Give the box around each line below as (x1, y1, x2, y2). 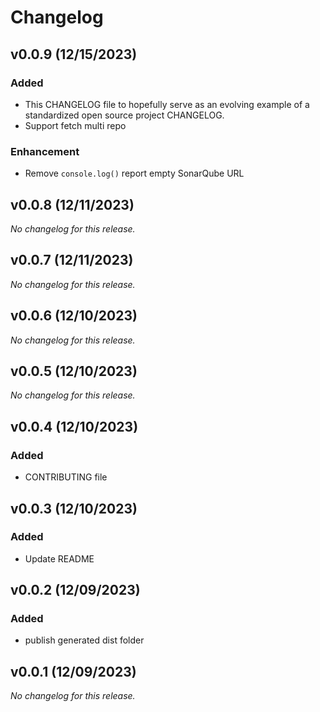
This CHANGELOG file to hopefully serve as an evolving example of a (24, 98, 310, 110)
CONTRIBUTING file (24, 471, 108, 483)
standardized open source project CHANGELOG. (24, 109, 225, 121)
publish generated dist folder (24, 634, 145, 646)
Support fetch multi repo (24, 119, 127, 131)
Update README (24, 552, 95, 565)
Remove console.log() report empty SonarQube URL (24, 167, 245, 180)
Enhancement (10, 144, 80, 158)
